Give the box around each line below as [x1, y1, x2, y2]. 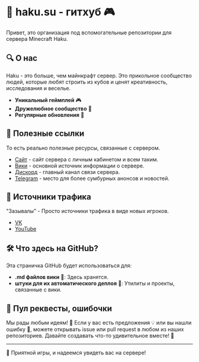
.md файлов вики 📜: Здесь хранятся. [14, 274, 108, 281]
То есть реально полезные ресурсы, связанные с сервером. [6, 144, 161, 151]
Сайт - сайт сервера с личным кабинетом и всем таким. [14, 155, 159, 163]
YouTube [14, 226, 37, 233]
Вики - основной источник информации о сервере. [14, 162, 145, 169]
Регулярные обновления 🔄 [14, 111, 85, 118]
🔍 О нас [6, 53, 37, 63]
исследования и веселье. [6, 84, 71, 91]
